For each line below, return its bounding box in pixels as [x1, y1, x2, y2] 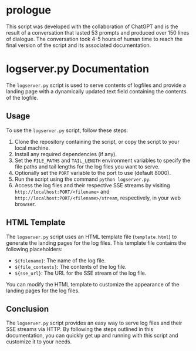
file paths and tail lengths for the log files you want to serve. [14, 163, 160, 170]
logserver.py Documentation [6, 62, 150, 76]
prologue [6, 4, 52, 17]
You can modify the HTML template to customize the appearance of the [6, 281, 180, 288]
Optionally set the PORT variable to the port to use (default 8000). [14, 169, 171, 176]
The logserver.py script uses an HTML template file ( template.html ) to [6, 233, 177, 240]
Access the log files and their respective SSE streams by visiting [14, 181, 170, 188]
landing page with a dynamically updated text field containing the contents [6, 87, 187, 95]
